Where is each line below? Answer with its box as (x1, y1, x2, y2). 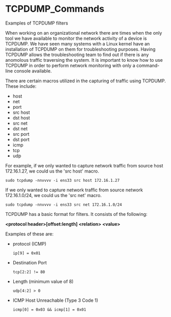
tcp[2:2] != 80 (12, 269, 45, 275)
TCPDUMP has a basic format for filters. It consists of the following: (5, 211, 148, 217)
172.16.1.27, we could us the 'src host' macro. (5, 168, 100, 174)
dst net (12, 126, 28, 132)
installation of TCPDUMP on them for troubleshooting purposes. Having (5, 46, 156, 52)
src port (12, 131, 30, 137)
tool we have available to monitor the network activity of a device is (5, 35, 147, 41)
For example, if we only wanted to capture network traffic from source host (5, 162, 163, 168)
